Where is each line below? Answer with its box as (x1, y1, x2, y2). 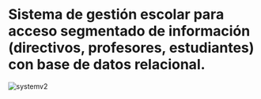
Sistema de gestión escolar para (8, 5, 225, 24)
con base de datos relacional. (8, 56, 206, 74)
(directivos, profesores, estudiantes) (8, 39, 255, 57)
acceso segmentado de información (8, 22, 251, 40)
